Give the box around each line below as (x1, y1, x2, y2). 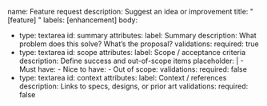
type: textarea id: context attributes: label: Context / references (18, 73, 227, 82)
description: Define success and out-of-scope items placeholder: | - (18, 56, 245, 65)
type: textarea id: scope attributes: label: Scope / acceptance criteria (18, 48, 246, 57)
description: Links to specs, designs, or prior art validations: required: (18, 81, 249, 91)
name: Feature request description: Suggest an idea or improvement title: (7, 7, 249, 16)
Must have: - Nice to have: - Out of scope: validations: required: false (18, 65, 247, 74)
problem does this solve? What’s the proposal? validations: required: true (18, 39, 259, 49)
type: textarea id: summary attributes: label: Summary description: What (18, 31, 257, 40)
